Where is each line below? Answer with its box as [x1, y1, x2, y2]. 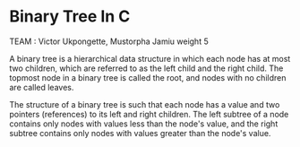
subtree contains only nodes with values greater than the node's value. [9, 127, 271, 138]
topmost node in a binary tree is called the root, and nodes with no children [9, 72, 287, 82]
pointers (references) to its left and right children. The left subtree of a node [9, 108, 289, 119]
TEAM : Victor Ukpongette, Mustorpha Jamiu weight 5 [9, 36, 209, 47]
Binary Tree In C [9, 6, 131, 27]
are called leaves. [9, 82, 74, 92]
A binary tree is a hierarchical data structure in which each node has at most [9, 53, 291, 64]
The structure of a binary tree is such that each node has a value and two [9, 99, 280, 109]
